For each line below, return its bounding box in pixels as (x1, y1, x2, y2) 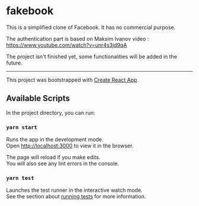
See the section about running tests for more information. (6, 193, 146, 200)
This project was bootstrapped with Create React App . (6, 76, 139, 83)
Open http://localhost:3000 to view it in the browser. (6, 142, 134, 149)
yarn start (6, 124, 37, 131)
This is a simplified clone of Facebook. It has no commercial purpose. (6, 24, 176, 31)
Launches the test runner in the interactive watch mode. (6, 186, 143, 194)
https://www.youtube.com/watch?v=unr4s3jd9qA (6, 41, 127, 49)
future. (6, 59, 23, 66)
